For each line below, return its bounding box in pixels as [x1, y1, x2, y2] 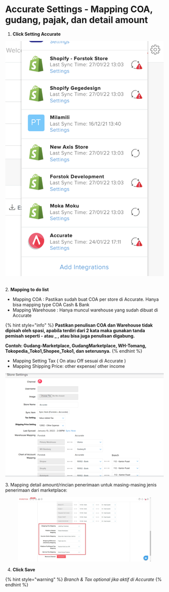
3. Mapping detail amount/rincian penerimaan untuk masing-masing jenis [5, 482, 157, 488]
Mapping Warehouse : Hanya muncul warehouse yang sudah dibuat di [12, 307, 158, 313]
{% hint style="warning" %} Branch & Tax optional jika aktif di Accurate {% [5, 576, 162, 582]
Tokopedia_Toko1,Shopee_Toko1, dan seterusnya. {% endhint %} [5, 348, 142, 354]
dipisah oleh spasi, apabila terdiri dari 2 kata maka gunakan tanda [5, 327, 145, 334]
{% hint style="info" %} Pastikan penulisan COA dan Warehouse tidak [5, 322, 153, 328]
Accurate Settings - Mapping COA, [5, 4, 153, 15]
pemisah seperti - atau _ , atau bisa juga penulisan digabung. [5, 333, 135, 339]
